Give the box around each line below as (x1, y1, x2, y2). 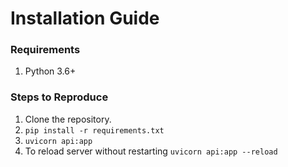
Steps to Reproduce (10, 90, 109, 104)
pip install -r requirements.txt (24, 125, 165, 136)
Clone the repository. (24, 113, 112, 125)
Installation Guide (10, 7, 160, 30)
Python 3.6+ (24, 65, 77, 77)
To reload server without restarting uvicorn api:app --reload (24, 145, 278, 157)
